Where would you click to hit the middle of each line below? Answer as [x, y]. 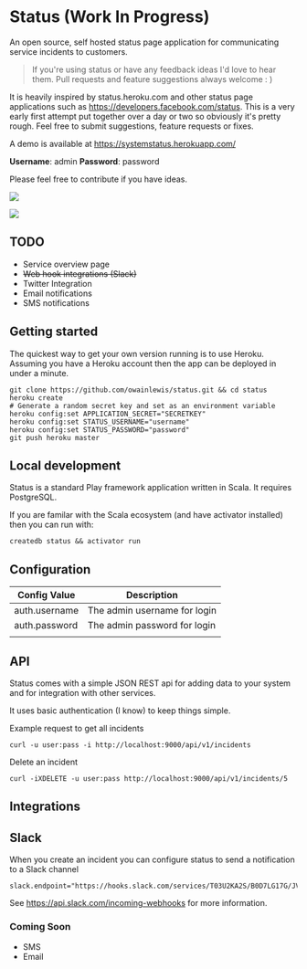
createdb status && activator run [75, 542]
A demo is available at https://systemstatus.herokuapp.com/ [122, 143]
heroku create [37, 398]
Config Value [46, 595]
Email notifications [58, 293]
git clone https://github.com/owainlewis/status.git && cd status [138, 390]
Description [152, 595]
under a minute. [39, 373]
